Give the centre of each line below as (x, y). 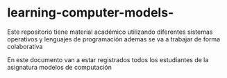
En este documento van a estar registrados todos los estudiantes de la (108, 59)
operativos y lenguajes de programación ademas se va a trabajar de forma (114, 39)
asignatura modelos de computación (60, 67)
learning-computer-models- (91, 13)
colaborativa (25, 46)
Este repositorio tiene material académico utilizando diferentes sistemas (110, 32)
